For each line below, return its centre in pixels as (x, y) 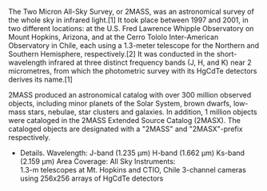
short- (227, 54)
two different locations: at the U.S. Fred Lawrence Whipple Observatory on (131, 28)
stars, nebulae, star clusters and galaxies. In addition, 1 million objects (142, 112)
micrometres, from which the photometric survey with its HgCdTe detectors (133, 71)
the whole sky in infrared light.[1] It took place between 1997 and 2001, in (129, 20)
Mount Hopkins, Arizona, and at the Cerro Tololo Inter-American (114, 37)
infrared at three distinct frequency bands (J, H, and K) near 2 (150, 62)
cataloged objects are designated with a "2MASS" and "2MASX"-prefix (126, 129)
